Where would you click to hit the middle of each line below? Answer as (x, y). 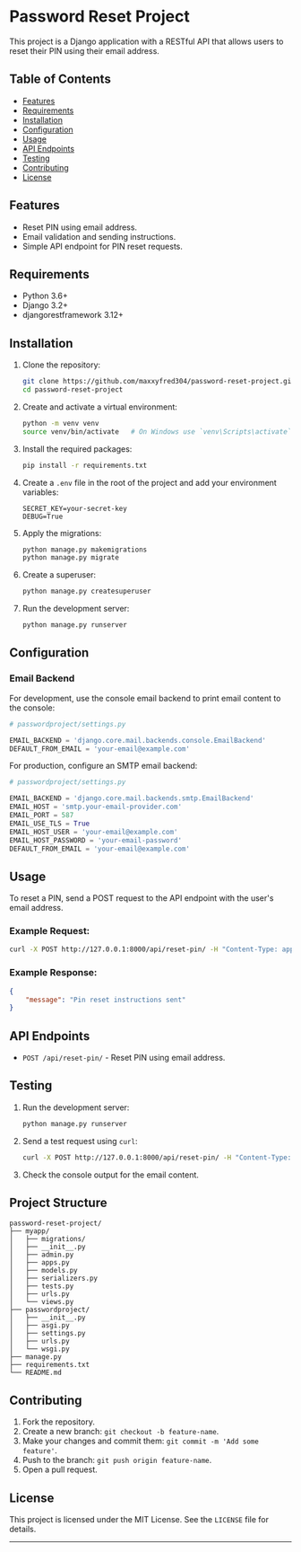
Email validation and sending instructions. (99, 236)
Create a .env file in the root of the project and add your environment (150, 482)
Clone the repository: (61, 365)
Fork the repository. (59, 1422)
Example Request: (50, 931)
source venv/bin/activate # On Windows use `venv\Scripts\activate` (157, 432)
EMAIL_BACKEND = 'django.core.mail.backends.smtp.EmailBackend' (132, 798)
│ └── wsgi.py (39, 1349)
